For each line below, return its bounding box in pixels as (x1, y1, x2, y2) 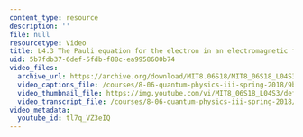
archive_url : (17, 72, 67, 81)
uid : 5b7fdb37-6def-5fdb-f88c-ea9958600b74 (9, 55, 176, 64)
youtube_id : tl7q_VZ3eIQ (17, 114, 111, 123)
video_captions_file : (17, 80, 99, 89)
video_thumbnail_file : (17, 88, 103, 97)
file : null (9, 30, 50, 39)
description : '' (9, 22, 70, 31)
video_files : (9, 64, 59, 73)
